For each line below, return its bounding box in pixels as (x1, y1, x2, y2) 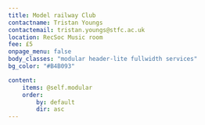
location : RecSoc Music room (8, 33, 103, 41)
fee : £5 (8, 41, 34, 48)
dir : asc (36, 105, 65, 113)
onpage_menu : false (8, 48, 72, 55)
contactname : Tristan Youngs (8, 19, 103, 27)
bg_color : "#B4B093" (8, 62, 76, 70)
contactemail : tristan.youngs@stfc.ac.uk (8, 26, 146, 34)
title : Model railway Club (8, 11, 96, 20)
